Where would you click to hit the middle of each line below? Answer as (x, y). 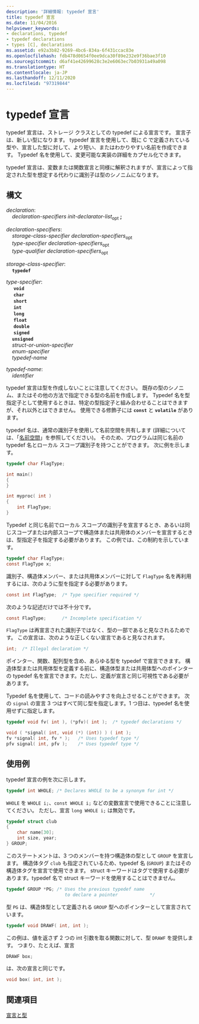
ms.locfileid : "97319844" (38, 84)
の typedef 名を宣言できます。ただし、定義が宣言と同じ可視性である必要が (97, 676)
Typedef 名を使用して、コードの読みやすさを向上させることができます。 (95, 696)
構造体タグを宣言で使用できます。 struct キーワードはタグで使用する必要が (98, 870)
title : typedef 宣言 (31, 17)
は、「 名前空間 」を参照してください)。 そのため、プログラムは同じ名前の (95, 437)
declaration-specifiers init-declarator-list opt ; (67, 217)
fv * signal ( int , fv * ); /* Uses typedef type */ (73, 739)
